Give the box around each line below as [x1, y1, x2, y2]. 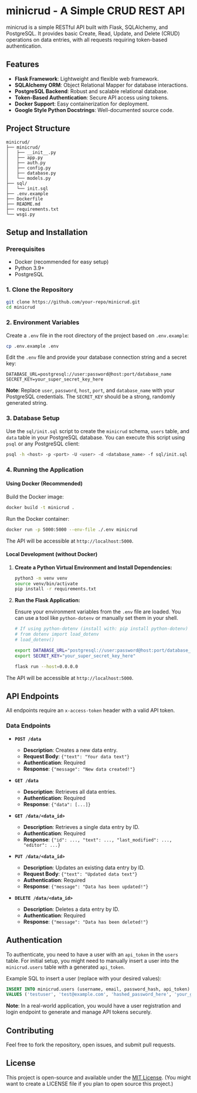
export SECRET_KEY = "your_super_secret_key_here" [14, 653, 136, 659]
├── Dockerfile [6, 196, 43, 202]
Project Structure [6, 124, 70, 134]
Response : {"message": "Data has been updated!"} [23, 883, 148, 890]
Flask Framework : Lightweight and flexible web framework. [14, 75, 159, 82]
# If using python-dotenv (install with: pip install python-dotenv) [14, 626, 189, 632]
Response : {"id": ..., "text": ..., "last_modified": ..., [23, 836, 172, 843]
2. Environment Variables [6, 318, 80, 326]
